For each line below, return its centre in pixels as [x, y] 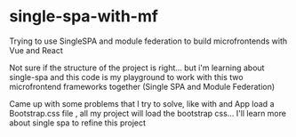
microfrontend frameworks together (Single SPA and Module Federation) [142, 86]
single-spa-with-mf [84, 16]
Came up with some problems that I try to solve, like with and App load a [142, 103]
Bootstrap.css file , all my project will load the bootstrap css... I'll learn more [148, 113]
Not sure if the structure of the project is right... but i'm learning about [137, 68]
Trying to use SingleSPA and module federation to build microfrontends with [148, 41]
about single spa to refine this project [78, 123]
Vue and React [36, 50]
